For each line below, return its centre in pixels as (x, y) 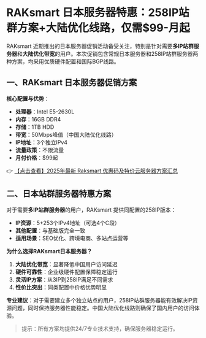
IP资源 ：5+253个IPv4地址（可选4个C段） (68, 223)
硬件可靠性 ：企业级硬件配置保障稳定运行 (66, 272)
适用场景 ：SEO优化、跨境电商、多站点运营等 (72, 238)
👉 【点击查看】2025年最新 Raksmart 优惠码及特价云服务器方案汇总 (92, 171)
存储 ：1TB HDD (35, 127)
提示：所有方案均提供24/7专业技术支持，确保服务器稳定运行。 (100, 328)
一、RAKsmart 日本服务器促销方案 (72, 83)
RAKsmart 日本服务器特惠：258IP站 (98, 13)
